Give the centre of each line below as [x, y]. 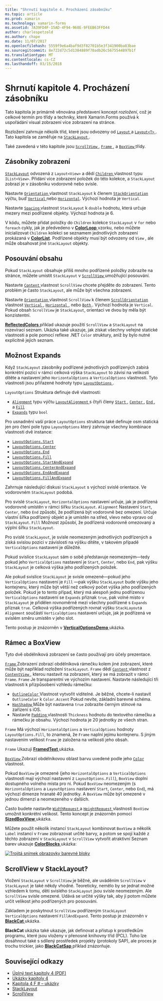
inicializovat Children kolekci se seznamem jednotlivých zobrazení [72, 233]
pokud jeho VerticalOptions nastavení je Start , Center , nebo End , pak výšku [81, 562]
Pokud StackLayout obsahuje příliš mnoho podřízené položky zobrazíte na [79, 270]
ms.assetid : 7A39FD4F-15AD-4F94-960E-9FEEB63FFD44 [57, 28]
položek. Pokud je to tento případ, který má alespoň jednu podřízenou [75, 592]
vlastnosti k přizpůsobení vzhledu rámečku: [49, 685]
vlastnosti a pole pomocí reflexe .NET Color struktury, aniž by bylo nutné [78, 335]
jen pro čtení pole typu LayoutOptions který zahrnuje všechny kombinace [78, 427]
